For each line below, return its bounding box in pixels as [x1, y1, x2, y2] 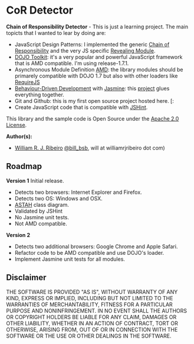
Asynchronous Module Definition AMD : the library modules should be [14, 66, 183, 73]
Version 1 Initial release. [6, 177, 64, 184]
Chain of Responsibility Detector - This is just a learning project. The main [6, 23, 189, 30]
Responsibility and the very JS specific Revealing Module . [14, 47, 156, 54]
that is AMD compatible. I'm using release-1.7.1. [14, 60, 129, 67]
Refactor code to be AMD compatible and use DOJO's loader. [14, 249, 165, 256]
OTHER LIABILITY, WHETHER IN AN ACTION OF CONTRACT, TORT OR [6, 320, 178, 327]
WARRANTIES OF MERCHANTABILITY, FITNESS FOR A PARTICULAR [6, 301, 173, 308]
